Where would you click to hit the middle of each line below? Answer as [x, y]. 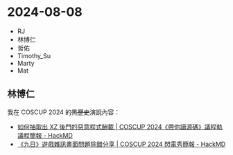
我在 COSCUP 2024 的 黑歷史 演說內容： [64, 112]
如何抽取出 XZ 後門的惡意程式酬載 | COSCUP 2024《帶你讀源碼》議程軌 [120, 127]
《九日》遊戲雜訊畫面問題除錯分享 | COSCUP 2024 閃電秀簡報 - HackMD [121, 144]
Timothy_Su [34, 55]
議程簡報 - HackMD [45, 135]
